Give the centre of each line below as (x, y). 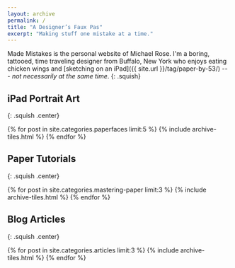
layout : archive (31, 14)
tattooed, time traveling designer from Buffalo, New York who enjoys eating (117, 62)
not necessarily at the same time (59, 76)
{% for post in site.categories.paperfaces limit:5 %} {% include (99, 129)
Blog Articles (36, 220)
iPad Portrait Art (44, 99)
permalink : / (27, 21)
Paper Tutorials (42, 159)
